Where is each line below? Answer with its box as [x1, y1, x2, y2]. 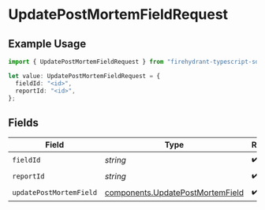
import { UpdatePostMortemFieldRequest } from [8, 58, 164, 66]
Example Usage [8, 37, 87, 51]
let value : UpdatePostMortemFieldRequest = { [8, 72, 160, 80]
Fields [8, 116, 39, 129]
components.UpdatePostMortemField [104, 187, 244, 198]
